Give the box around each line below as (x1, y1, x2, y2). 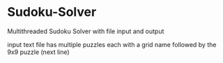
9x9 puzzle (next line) (7, 48, 70, 56)
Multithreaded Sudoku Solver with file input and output (7, 27, 164, 35)
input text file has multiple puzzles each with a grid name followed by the (7, 40, 217, 48)
